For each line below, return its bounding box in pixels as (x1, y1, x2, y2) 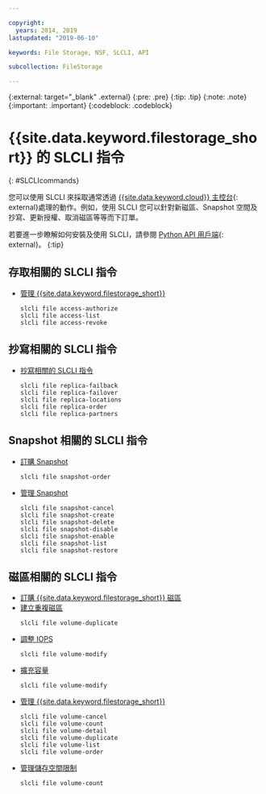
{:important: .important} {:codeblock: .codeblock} (8, 101, 173, 110)
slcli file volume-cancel (19, 713, 107, 721)
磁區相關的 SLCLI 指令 (8, 570, 118, 584)
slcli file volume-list (19, 741, 101, 750)
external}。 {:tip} (8, 239, 64, 250)
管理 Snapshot (19, 488, 69, 497)
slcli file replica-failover (19, 389, 118, 397)
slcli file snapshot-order (19, 472, 111, 480)
